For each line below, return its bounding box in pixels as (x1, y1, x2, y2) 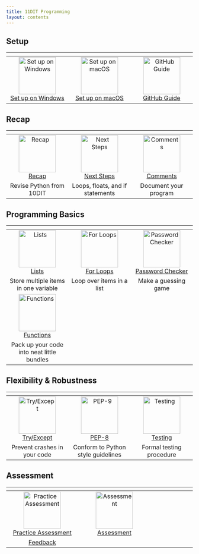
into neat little (18, 348, 56, 356)
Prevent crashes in (11, 443, 63, 451)
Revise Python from (9, 182, 65, 190)
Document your (140, 182, 184, 190)
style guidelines (78, 450, 121, 458)
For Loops (85, 267, 114, 275)
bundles (25, 355, 49, 363)
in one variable (17, 284, 58, 292)
